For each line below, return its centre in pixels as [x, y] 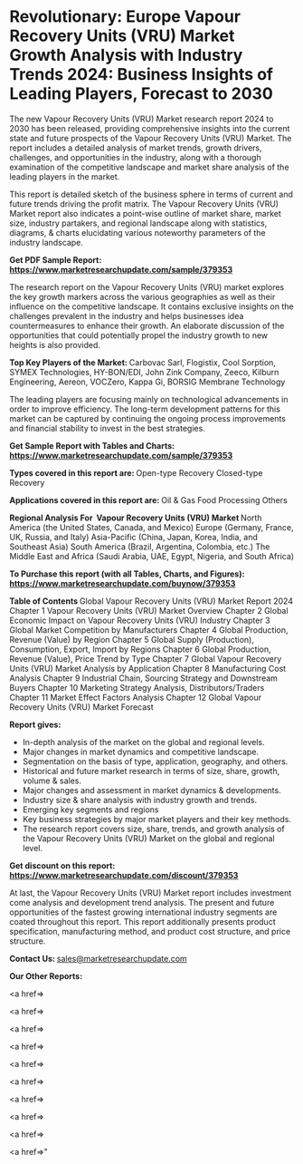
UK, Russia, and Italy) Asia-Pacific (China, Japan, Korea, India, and [133, 537]
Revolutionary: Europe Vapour [125, 17]
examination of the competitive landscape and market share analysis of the [149, 167]
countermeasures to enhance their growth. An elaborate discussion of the [147, 325]
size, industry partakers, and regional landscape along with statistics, [138, 223]
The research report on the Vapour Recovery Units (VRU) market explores [147, 286]
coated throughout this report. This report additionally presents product [142, 921]
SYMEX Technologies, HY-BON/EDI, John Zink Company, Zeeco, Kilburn [144, 372]
